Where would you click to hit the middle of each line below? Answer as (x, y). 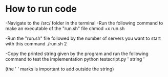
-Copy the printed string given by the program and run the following (77, 54)
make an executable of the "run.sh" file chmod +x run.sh (65, 28)
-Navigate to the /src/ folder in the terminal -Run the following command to (84, 23)
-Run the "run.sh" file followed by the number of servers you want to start (83, 38)
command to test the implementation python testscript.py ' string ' (75, 59)
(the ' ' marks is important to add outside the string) (60, 69)
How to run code (41, 9)
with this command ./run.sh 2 (36, 43)
